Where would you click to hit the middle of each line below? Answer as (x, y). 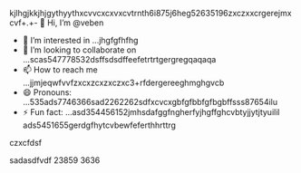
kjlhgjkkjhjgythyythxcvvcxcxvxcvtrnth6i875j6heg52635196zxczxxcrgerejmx (150, 13)
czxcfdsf (26, 143)
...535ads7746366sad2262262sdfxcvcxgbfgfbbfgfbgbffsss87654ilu (150, 102)
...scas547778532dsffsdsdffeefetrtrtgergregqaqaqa (119, 59)
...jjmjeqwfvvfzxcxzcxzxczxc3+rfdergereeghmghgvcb (123, 82)
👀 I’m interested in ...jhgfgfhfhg (80, 40)
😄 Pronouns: (47, 92)
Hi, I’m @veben (75, 23)
